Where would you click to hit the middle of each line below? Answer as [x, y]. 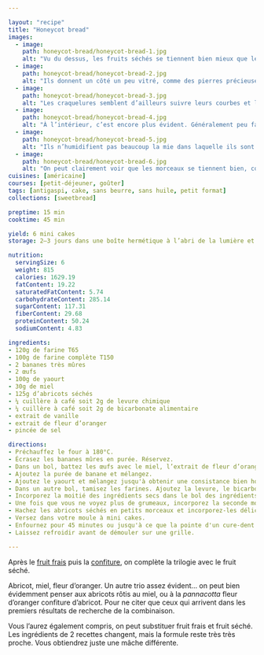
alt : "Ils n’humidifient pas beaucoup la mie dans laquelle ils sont [139, 146]
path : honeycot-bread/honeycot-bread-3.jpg [95, 95]
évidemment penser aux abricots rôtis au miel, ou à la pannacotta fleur [123, 594]
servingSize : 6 [40, 263]
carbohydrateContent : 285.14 [63, 299]
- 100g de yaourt [37, 379]
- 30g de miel [31, 387]
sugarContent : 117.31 [51, 307]
